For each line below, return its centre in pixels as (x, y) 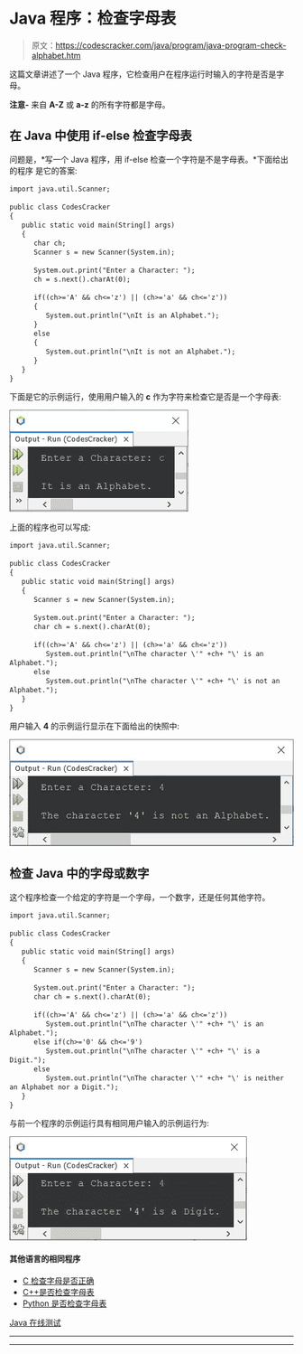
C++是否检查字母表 (58, 1292)
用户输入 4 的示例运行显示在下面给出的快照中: (95, 726)
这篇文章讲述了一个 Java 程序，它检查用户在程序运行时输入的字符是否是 (143, 74)
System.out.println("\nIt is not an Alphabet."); (141, 352)
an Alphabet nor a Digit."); (64, 1087)
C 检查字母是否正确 (58, 1281)
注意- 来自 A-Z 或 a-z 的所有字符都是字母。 (90, 104)
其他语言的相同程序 (45, 1259)
